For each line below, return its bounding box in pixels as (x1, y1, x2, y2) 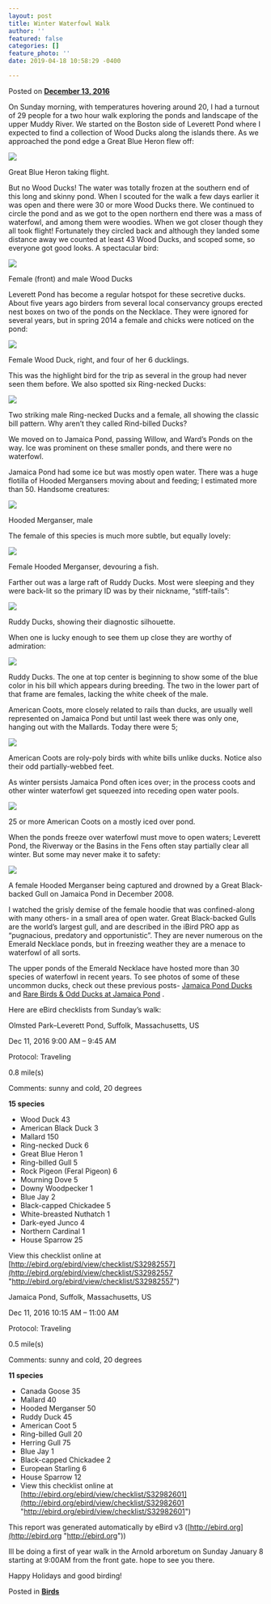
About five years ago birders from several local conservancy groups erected (8, 298, 263, 308)
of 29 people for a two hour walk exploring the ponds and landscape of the (8, 110, 259, 120)
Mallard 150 (19, 1131, 59, 1141)
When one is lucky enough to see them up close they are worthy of (8, 632, 232, 642)
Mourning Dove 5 (19, 1174, 78, 1184)
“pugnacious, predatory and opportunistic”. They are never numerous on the (8, 930, 263, 940)
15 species (8, 1098, 45, 1109)
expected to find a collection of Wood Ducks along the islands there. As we (8, 127, 259, 138)
